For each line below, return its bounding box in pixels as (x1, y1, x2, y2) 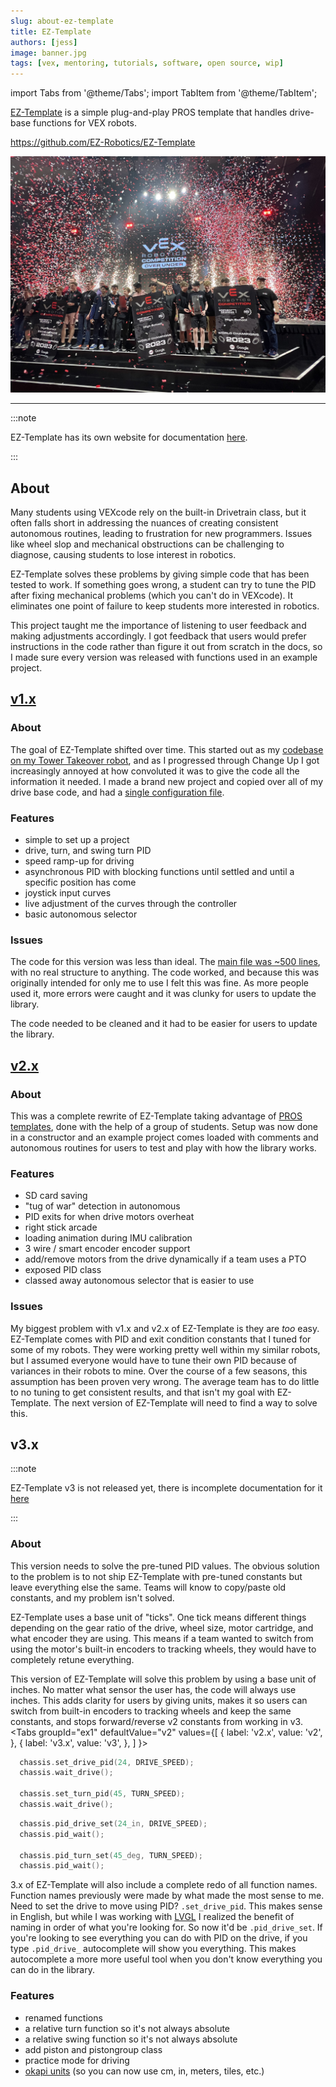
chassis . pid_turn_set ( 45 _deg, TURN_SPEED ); (19, 1850, 203, 1860)
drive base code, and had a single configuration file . (10, 786, 225, 798)
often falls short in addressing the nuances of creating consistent (10, 516, 279, 529)
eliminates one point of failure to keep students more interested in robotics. (10, 600, 320, 612)
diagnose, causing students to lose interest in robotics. (10, 548, 237, 560)
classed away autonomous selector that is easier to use (24, 1275, 255, 1287)
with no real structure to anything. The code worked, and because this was (10, 966, 320, 979)
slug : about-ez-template (10, 16, 114, 26)
